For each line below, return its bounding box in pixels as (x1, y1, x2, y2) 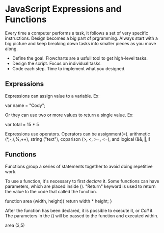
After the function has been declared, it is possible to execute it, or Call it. (5, 207, 154, 213)
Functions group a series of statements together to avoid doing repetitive (5, 163, 153, 169)
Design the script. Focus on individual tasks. (12, 60, 102, 66)
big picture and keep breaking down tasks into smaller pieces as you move (5, 40, 156, 46)
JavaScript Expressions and (5, 3, 122, 15)
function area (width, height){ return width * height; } (5, 198, 112, 204)
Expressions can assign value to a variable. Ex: (5, 93, 100, 99)
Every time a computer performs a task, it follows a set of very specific (5, 30, 149, 36)
